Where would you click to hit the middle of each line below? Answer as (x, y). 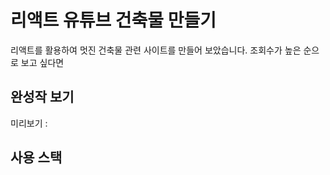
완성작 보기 (42, 97)
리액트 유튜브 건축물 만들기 (113, 20)
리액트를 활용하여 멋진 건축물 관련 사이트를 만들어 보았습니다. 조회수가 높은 (156, 50)
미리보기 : (29, 123)
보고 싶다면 (42, 62)
